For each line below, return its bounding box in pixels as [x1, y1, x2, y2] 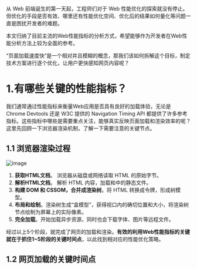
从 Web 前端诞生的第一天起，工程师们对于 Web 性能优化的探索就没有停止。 [6, 5, 188, 12]
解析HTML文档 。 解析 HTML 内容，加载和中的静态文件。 [14, 179, 152, 186]
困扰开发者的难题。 [16, 20, 63, 26]
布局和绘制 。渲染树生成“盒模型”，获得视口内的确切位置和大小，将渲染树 [14, 201, 189, 208]
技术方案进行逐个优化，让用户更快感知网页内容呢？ [6, 59, 130, 66]
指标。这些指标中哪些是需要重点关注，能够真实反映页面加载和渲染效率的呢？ [6, 117, 191, 125]
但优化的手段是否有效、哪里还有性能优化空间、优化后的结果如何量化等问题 [6, 12, 186, 19]
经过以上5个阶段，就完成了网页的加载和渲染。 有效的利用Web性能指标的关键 [6, 228, 191, 235]
